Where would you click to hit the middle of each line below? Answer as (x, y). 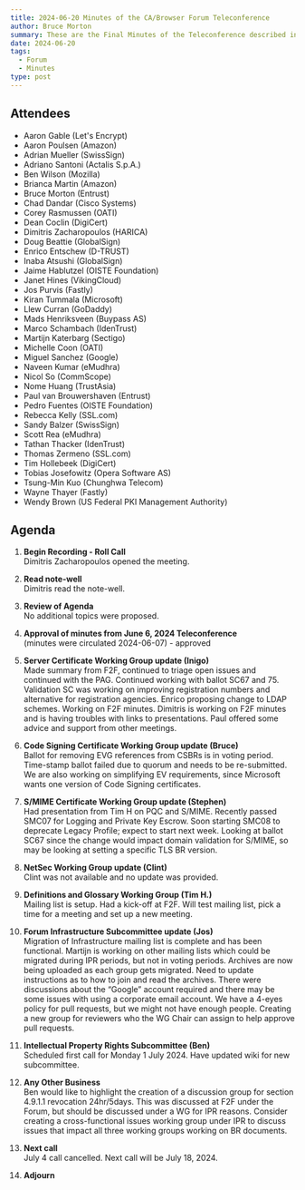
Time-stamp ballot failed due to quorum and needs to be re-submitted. (155, 765)
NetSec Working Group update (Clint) (95, 868)
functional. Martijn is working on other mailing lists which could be (147, 951)
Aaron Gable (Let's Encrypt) (75, 135)
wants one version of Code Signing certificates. (112, 785)
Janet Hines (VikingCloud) (72, 280)
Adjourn (39, 1175)
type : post (31, 77)
